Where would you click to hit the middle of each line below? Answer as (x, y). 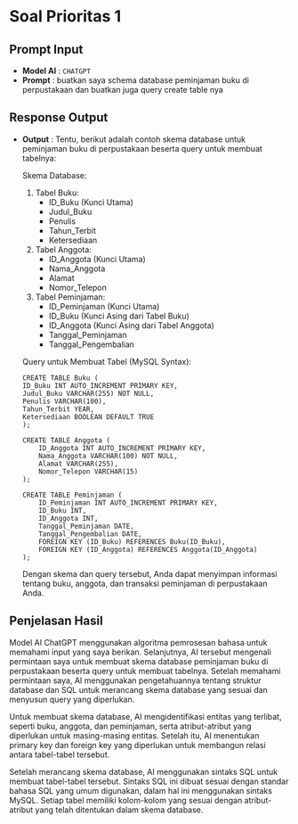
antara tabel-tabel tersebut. (60, 754)
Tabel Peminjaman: (70, 297)
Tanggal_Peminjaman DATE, (87, 526)
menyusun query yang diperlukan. (72, 699)
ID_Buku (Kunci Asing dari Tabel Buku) (119, 316)
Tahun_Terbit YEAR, (58, 409)
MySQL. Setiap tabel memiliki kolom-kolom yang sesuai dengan (126, 800)
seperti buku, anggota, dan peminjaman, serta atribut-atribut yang (130, 726)
